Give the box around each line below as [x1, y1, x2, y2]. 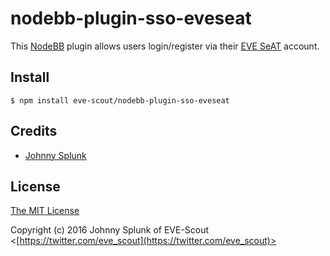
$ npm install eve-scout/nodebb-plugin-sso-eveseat [10, 95, 230, 106]
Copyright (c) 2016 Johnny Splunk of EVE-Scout [10, 224, 210, 236]
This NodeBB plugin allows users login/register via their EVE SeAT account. [10, 40, 320, 52]
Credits [10, 123, 58, 140]
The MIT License [10, 205, 80, 217]
